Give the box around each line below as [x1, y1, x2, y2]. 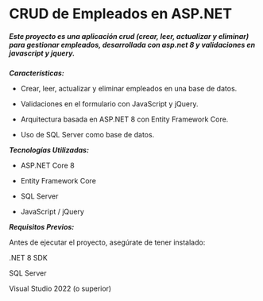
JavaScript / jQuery [20, 207, 84, 217]
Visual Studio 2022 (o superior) [9, 284, 112, 294]
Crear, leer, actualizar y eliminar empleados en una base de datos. [20, 84, 238, 94]
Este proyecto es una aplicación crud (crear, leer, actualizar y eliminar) [9, 31, 249, 41]
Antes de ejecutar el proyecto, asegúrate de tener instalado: [9, 237, 206, 247]
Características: [9, 68, 64, 78]
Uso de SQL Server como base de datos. [20, 130, 155, 140]
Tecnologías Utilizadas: [9, 145, 90, 155]
